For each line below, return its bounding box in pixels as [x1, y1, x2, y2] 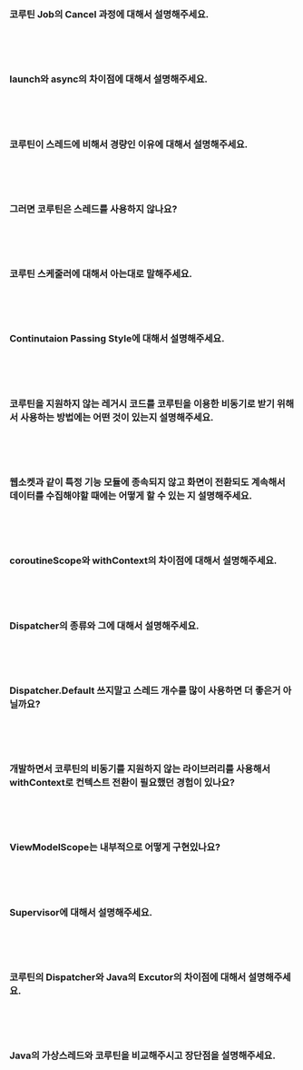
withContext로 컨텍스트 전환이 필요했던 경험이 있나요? [9, 777, 236, 789]
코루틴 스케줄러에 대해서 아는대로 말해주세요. [9, 268, 192, 281]
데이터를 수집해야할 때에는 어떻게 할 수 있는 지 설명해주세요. [9, 490, 252, 501]
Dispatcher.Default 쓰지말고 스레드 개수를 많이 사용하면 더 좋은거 [9, 684, 281, 697]
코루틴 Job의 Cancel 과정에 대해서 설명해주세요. [9, 7, 210, 20]
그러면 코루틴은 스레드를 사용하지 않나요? [9, 203, 178, 215]
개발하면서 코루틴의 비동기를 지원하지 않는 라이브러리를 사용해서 [9, 763, 270, 776]
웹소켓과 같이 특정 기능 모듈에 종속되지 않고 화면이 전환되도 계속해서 [9, 476, 286, 488]
